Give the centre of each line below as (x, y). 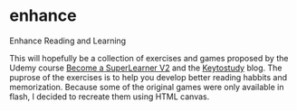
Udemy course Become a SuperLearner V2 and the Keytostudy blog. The (146, 68)
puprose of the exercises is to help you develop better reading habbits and (148, 77)
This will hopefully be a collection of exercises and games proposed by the (149, 58)
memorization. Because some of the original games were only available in (147, 87)
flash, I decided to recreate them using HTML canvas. (110, 97)
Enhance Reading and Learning (68, 41)
